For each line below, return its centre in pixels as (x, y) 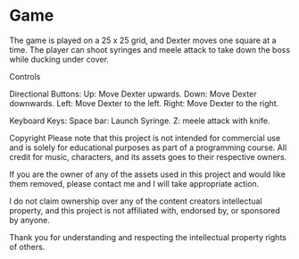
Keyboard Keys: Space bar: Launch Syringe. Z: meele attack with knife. (140, 121)
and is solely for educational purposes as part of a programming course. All (148, 147)
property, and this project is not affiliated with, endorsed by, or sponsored (145, 210)
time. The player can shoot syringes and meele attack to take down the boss (150, 49)
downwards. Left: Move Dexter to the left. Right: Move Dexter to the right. (144, 103)
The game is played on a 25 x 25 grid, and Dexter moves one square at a (143, 40)
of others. (27, 246)
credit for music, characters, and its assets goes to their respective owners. (148, 156)
